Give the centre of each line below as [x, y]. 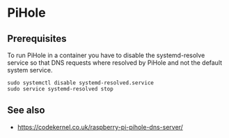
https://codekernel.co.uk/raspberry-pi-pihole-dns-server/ [100, 127]
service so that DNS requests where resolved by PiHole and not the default [115, 63]
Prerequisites [37, 39]
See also [26, 110]
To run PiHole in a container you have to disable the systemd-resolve [106, 55]
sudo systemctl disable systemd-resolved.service [81, 83]
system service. [30, 70]
